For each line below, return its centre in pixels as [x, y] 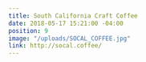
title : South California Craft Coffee [73, 16]
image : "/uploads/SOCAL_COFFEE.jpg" [69, 38]
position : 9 [28, 31]
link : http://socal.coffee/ [55, 46]
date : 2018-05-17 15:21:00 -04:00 [66, 23]
